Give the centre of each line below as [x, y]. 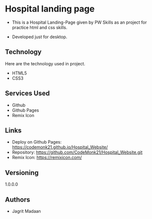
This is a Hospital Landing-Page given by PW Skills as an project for [79, 22]
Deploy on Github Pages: [37, 142]
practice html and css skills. [40, 27]
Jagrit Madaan [26, 211]
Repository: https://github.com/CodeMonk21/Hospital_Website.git [77, 152]
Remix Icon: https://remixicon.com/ [47, 158]
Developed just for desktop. [40, 37]
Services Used [27, 94]
